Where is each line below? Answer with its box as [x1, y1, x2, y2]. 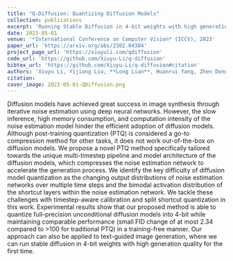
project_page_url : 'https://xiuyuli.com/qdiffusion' [7, 49, 163, 56]
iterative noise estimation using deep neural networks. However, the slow [7, 107, 216, 116]
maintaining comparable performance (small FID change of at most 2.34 [7, 217, 214, 226]
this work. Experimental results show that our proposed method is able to [7, 203, 216, 211]
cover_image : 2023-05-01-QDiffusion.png [7, 81, 126, 88]
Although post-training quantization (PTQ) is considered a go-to [7, 129, 190, 138]
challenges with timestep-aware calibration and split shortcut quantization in [7, 195, 226, 204]
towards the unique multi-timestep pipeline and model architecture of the [7, 152, 216, 160]
